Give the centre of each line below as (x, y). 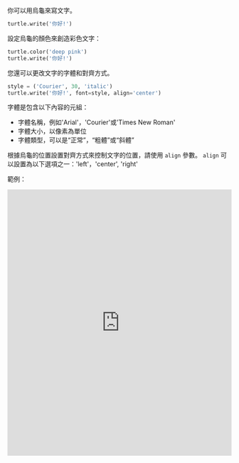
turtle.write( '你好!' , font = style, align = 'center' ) (84, 93)
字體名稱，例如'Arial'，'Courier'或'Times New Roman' (96, 122)
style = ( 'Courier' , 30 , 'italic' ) (60, 86)
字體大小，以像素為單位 (52, 131)
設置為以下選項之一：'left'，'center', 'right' (76, 164)
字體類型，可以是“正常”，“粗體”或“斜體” (76, 140)
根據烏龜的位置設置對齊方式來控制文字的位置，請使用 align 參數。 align (113, 156)
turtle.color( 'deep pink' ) (47, 52)
